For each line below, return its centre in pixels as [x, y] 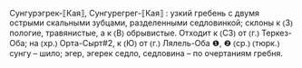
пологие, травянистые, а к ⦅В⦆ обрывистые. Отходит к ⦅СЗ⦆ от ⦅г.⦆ [135, 33]
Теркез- [277, 33]
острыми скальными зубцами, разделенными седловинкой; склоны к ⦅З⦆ [151, 23]
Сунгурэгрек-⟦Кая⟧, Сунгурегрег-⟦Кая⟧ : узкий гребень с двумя [135, 13]
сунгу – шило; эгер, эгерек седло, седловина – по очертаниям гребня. [146, 53]
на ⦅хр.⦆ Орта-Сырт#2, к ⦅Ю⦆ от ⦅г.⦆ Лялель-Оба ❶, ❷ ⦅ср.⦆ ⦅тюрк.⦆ [155, 43]
